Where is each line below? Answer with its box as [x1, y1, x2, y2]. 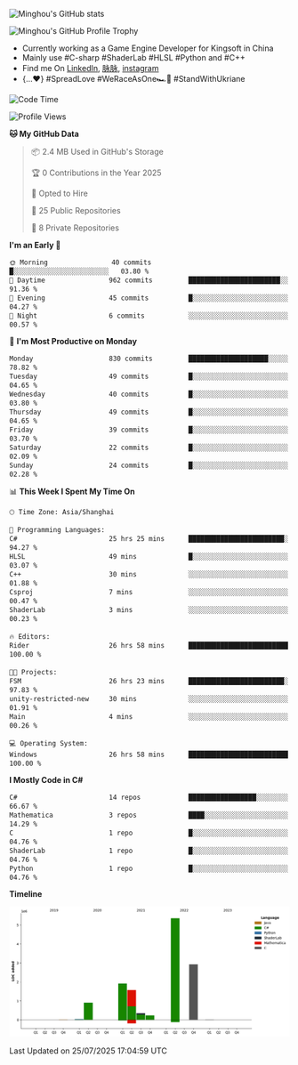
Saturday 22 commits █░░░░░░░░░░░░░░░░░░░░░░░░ [9, 443, 289, 452]
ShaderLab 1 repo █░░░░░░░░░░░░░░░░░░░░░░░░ [9, 846, 289, 855]
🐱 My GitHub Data [9, 129, 80, 139]
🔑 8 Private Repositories [30, 222, 120, 233]
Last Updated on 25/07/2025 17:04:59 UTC [9, 1045, 167, 1056]
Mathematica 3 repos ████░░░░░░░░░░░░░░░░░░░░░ [9, 811, 289, 819]
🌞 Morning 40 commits [9, 258, 152, 267]
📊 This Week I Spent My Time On [9, 486, 135, 496]
